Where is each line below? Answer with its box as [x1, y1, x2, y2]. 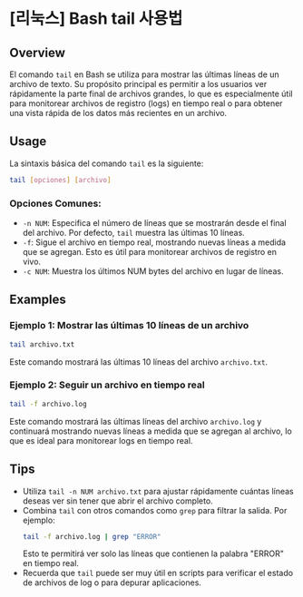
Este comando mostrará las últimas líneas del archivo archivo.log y [9, 416, 262, 426]
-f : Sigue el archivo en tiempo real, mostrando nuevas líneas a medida [22, 237, 287, 248]
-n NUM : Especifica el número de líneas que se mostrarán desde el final [22, 217, 288, 228]
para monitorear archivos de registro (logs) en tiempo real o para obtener [9, 98, 283, 109]
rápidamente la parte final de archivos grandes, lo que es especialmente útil [9, 88, 293, 99]
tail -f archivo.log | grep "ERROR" [22, 532, 161, 541]
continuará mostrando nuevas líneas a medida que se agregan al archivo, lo [9, 426, 292, 436]
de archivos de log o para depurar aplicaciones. [22, 577, 202, 588]
